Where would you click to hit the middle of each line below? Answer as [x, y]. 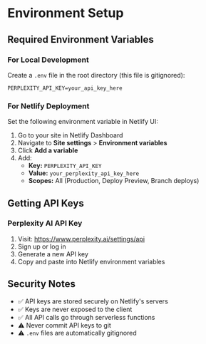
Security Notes [42, 284]
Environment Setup [66, 13]
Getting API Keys [46, 203]
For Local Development [48, 60]
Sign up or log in [42, 246]
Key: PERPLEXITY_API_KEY [65, 166]
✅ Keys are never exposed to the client [75, 309]
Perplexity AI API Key [45, 224]
